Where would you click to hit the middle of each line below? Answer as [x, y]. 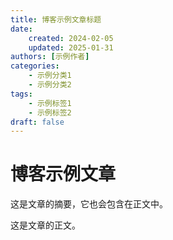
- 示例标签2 [50, 112]
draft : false [37, 122]
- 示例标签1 [50, 103]
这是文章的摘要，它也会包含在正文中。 [89, 204]
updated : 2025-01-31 [71, 47]
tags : [21, 94]
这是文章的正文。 [45, 225]
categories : [35, 66]
